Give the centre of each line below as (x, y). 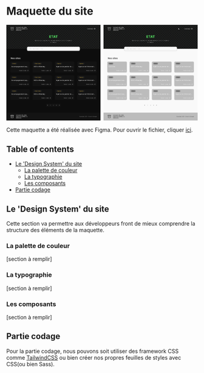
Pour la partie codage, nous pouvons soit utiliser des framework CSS (93, 351)
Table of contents (40, 149)
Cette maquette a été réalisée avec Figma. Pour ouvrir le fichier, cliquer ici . (100, 130)
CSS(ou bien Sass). (30, 364)
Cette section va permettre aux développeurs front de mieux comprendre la (101, 223)
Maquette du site (50, 11)
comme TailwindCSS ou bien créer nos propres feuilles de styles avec (94, 357)
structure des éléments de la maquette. (55, 230)
